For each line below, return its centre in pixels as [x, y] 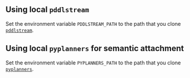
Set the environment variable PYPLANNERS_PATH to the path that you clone [93, 62]
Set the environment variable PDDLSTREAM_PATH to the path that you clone [93, 23]
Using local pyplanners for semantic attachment [95, 48]
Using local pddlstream [47, 10]
